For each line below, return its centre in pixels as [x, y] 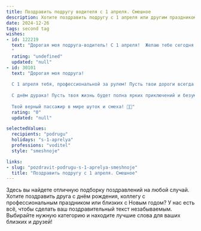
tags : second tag [28, 28]
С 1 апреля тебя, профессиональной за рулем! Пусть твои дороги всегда [103, 85]
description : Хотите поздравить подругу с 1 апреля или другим [87, 17]
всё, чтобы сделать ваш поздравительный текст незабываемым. [89, 209]
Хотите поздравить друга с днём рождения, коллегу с [76, 196]
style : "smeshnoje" [36, 151]
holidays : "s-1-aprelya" [42, 140]
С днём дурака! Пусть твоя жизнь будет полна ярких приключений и [96, 95]
